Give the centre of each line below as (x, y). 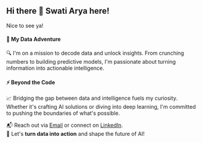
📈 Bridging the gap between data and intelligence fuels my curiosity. (92, 98)
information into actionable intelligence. (55, 68)
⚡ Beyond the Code (31, 82)
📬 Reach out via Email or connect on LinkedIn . (65, 125)
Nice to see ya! (25, 25)
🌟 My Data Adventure (34, 39)
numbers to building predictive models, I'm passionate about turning (91, 62)
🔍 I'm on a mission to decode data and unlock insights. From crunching (95, 53)
